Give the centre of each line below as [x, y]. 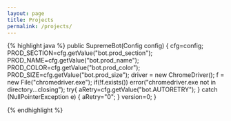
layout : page [26, 13]
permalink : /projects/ [40, 26]
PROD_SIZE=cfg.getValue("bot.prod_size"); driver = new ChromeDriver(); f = [116, 75]
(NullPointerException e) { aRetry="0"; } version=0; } [82, 97]
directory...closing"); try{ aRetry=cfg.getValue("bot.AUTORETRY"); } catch [112, 89]
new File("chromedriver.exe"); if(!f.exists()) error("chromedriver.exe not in [111, 82]
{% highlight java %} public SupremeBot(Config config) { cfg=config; [105, 46]
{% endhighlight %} [35, 110]
